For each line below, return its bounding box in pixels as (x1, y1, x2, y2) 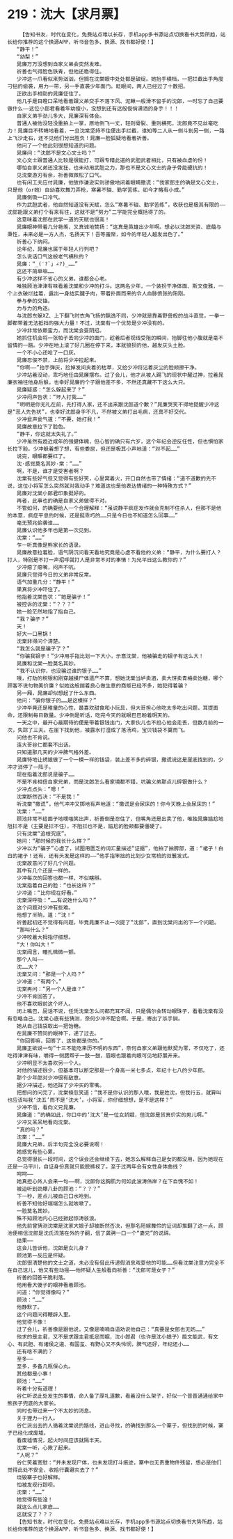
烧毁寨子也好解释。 (16, 1474, 64, 1481)
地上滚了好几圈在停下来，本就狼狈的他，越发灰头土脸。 (54, 342, 189, 349)
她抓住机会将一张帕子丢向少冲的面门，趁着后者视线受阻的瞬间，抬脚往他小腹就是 (16, 334, 214, 341)
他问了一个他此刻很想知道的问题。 (16, 142, 99, 149)
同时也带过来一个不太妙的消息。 (16, 1407, 95, 1414)
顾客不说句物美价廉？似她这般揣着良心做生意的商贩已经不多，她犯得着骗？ (7, 682, 189, 689)
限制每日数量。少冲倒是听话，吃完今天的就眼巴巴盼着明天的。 (22, 712, 173, 719)
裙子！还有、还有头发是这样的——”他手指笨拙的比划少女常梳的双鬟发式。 (17, 852, 193, 859)
